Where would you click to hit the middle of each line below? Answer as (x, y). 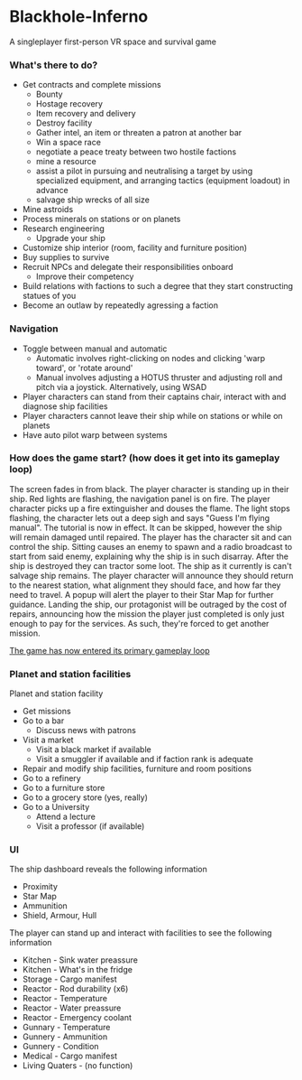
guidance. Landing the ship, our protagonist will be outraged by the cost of (148, 604)
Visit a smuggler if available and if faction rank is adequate (145, 759)
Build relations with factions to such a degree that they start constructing (158, 286)
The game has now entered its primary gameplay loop (110, 650)
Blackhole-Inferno (79, 17)
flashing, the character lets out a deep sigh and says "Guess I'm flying (140, 517)
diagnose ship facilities (65, 406)
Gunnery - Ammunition (65, 1037)
